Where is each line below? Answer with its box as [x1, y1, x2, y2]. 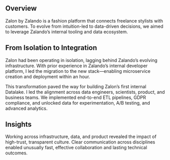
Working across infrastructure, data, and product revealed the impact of [5, 133, 157, 140]
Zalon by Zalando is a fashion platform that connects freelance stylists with [5, 17, 163, 24]
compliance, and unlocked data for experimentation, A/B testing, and [5, 99, 150, 106]
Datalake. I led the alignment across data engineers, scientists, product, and [5, 89, 165, 95]
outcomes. [5, 150, 28, 156]
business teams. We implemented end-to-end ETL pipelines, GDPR [5, 94, 147, 101]
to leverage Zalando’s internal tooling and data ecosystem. [5, 28, 129, 35]
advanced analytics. [5, 105, 48, 111]
